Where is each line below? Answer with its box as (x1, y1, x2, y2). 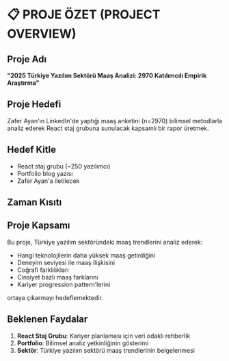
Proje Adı (7, 53, 46, 65)
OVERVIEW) (7, 26, 77, 42)
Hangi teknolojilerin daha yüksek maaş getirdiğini (16, 251, 156, 259)
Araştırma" (7, 79, 40, 87)
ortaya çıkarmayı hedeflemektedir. (7, 293, 104, 301)
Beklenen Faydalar (7, 314, 88, 325)
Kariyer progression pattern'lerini (16, 280, 111, 288)
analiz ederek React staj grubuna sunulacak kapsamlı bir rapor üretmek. (7, 124, 210, 132)
